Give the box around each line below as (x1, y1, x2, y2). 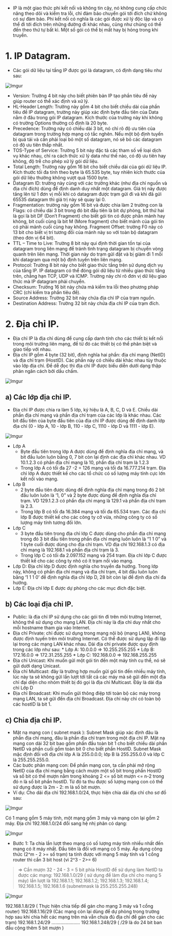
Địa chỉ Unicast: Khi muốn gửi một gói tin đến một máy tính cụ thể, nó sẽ (12, 657, 166, 663)
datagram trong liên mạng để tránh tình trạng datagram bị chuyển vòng (12, 245, 163, 251)
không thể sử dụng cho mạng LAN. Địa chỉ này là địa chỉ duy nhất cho (12, 619, 161, 625)
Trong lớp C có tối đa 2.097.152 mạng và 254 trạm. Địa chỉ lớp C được (20, 552, 167, 558)
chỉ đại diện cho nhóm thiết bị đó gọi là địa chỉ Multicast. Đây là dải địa (12, 679, 162, 685)
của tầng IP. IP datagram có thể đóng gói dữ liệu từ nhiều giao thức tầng (12, 267, 165, 274)
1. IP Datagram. (5, 50, 71, 62)
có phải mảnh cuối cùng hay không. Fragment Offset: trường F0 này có (12, 224, 163, 230)
